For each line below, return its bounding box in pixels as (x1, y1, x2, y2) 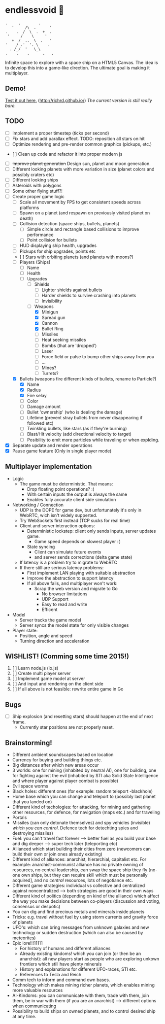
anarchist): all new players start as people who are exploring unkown (19, 956, 160, 961)
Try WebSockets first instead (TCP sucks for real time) (19, 517, 131, 523)
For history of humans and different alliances (19, 946, 111, 951)
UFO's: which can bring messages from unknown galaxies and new (12, 924, 149, 930)
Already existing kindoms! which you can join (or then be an (19, 951, 141, 956)
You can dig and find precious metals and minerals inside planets (12, 909, 145, 915)
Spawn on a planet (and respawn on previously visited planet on (19, 210, 150, 216)
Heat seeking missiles (41, 337, 86, 343)
